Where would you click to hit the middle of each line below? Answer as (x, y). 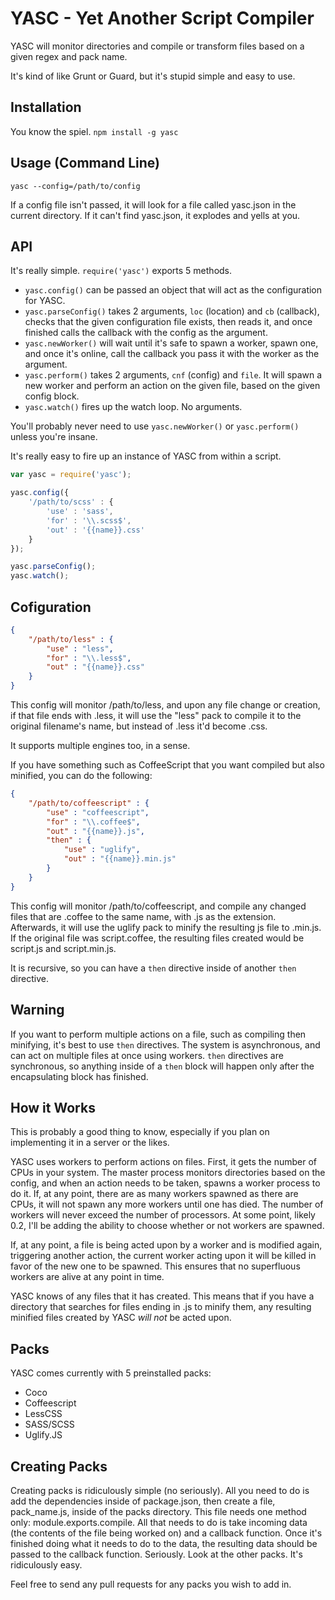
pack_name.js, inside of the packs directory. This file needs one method (158, 1511)
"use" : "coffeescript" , (98, 812)
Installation (46, 107)
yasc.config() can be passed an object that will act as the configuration (173, 290)
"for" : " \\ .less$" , (89, 658)
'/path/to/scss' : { (71, 502)
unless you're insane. (54, 437)
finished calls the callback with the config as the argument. (146, 333)
